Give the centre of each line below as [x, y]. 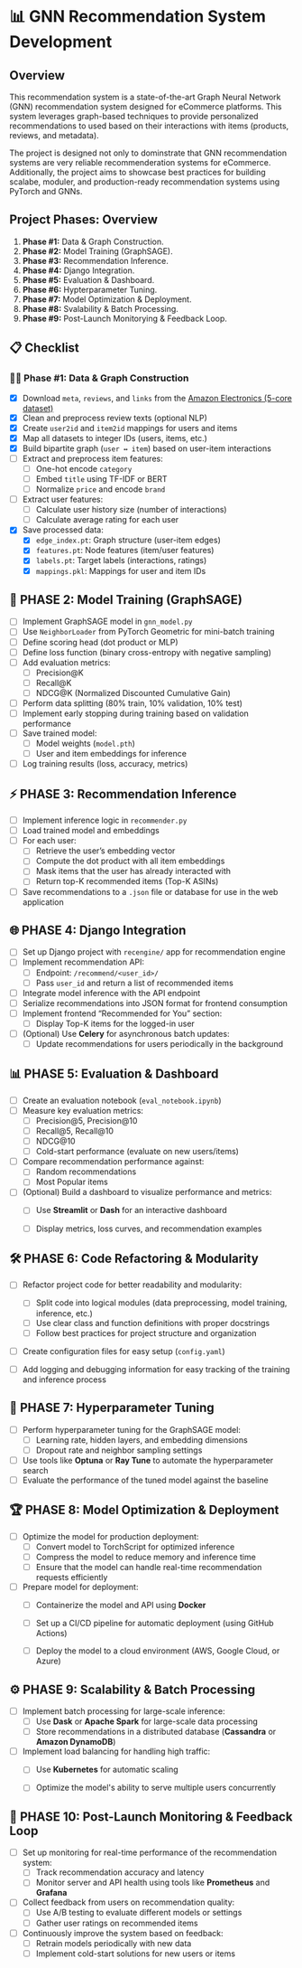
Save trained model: [59, 733]
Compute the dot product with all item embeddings [130, 861]
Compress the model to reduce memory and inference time [146, 1557]
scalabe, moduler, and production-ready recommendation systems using [145, 182]
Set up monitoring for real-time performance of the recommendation [150, 1852]
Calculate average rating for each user [107, 520]
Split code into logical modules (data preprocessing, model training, [161, 1303]
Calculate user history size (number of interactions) [131, 510]
